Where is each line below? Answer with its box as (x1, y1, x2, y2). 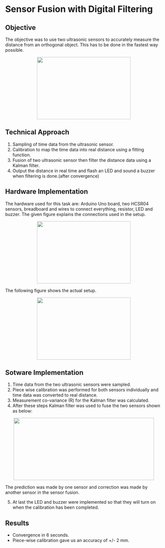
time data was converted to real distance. (12, 392, 98, 398)
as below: (12, 408, 32, 414)
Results (5, 519, 29, 527)
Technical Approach (5, 128, 70, 136)
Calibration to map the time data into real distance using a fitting (12, 146, 145, 152)
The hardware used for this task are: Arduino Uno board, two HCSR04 (5, 201, 149, 207)
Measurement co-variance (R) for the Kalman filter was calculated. (12, 397, 150, 404)
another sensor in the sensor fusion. (5, 489, 80, 496)
